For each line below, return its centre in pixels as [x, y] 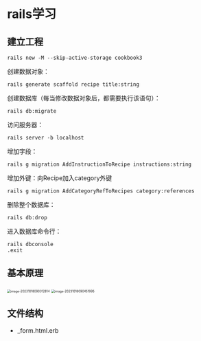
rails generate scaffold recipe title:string [73, 85]
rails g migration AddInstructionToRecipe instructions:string [99, 164]
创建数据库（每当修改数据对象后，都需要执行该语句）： [84, 98]
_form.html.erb [38, 330]
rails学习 [32, 14]
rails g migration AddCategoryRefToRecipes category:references [101, 191]
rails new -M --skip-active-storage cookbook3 [75, 58]
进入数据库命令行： [34, 231]
